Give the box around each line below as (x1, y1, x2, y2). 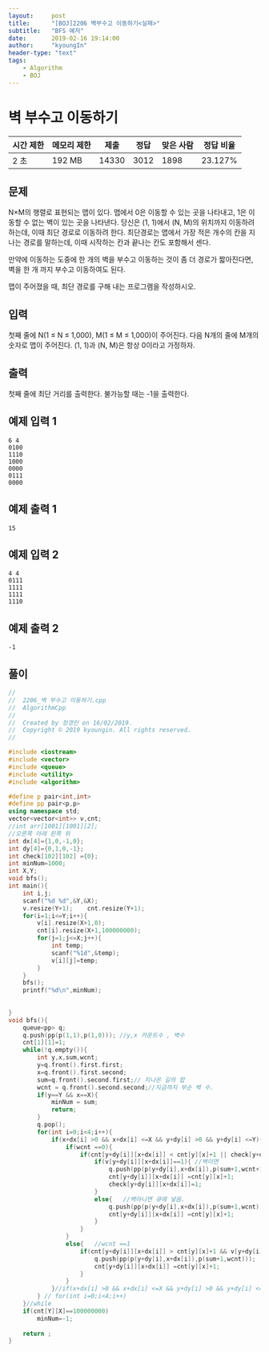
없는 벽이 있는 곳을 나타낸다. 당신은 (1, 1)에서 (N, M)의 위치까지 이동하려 (31, 217, 255, 227)
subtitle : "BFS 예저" (8, 26, 84, 35)
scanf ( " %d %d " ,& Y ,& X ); (22, 896, 98, 905)
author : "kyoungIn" (8, 42, 88, 50)
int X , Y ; (8, 867, 38, 875)
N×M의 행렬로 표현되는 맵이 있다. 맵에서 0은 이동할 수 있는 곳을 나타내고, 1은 (8, 208, 247, 217)
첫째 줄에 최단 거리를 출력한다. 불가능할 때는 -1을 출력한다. (8, 389, 190, 398)
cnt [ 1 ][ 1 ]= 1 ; (22, 1038, 66, 1047)
